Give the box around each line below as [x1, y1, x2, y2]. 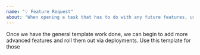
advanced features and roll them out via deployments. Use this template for [6, 37, 192, 44]
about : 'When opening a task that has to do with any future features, [6, 14, 187, 20]
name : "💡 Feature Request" [6, 8, 74, 15]
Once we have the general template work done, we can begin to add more [6, 30, 188, 37]
